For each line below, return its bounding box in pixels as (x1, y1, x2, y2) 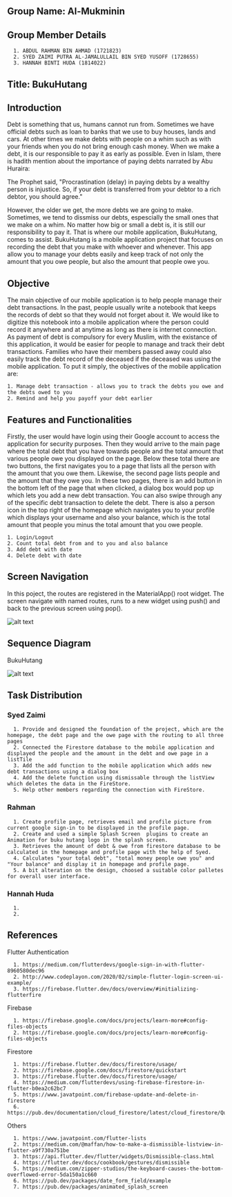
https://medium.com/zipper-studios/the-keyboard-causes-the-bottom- (22, 1165, 224, 1172)
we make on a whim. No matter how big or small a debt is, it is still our (7, 221, 206, 229)
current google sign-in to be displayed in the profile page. (7, 824, 190, 831)
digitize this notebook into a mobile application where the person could (7, 318, 209, 326)
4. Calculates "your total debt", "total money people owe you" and (13, 855, 215, 862)
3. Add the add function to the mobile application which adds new (13, 762, 212, 770)
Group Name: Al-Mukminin (7, 6, 126, 17)
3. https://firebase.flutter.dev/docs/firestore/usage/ (13, 1073, 177, 1080)
